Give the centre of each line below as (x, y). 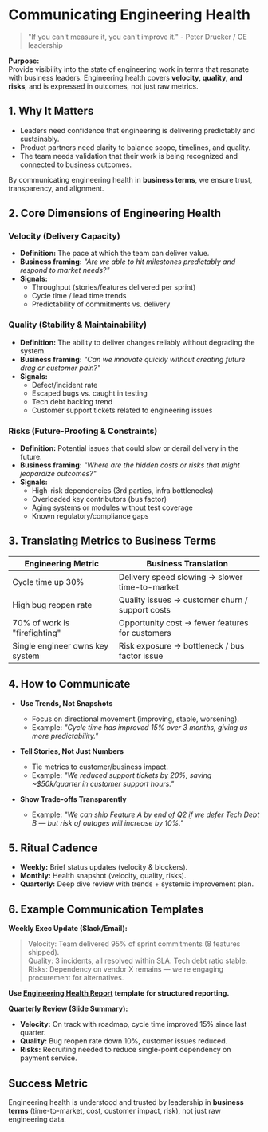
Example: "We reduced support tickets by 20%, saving (122, 775)
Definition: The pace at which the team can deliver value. (114, 254)
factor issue (141, 656)
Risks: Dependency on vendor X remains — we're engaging (126, 969)
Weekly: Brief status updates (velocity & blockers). (104, 867)
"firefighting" (37, 633)
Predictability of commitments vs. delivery (101, 304)
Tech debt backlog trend (72, 401)
